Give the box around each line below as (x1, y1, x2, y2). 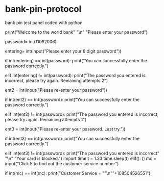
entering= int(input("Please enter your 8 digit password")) (5, 48, 122, 54)
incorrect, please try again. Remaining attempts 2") (5, 78, 108, 83)
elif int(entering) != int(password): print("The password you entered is (5, 72, 146, 78)
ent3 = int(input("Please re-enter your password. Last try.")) (5, 126, 126, 132)
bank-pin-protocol (5, 3, 82, 15)
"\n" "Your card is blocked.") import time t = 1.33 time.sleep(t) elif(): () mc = (5, 155, 157, 161)
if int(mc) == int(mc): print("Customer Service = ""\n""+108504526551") (5, 170, 151, 176)
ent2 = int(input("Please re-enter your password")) (5, 87, 108, 93)
